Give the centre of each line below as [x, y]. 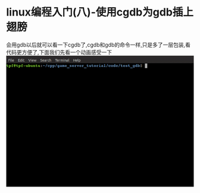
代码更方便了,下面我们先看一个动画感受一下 [59, 52]
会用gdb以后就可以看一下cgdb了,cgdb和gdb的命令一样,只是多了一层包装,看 [99, 45]
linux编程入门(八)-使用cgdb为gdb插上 [100, 12]
